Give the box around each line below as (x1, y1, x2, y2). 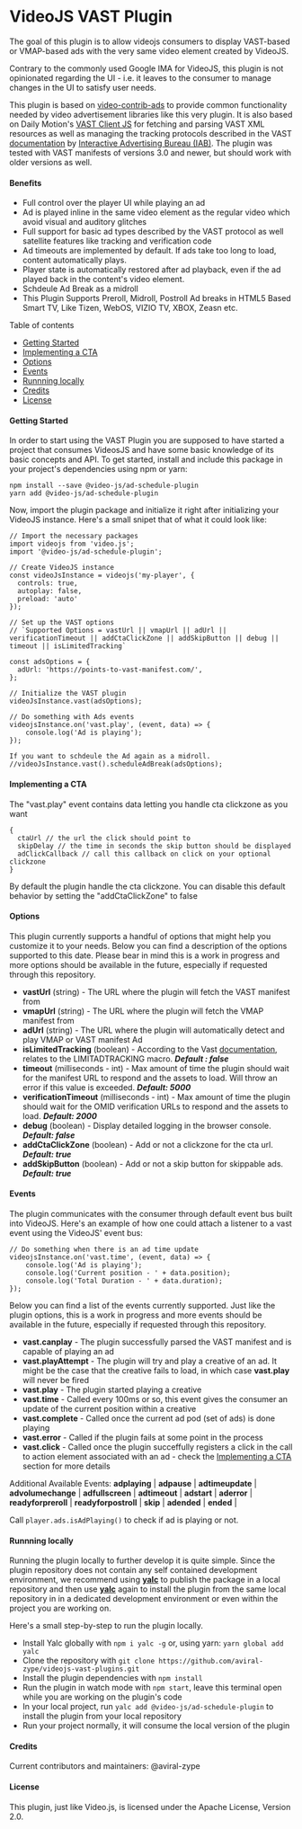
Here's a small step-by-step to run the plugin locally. (9, 1620, 204, 1631)
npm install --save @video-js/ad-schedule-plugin (9, 481, 200, 491)
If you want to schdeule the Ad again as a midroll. (9, 752, 211, 761)
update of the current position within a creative (22, 1403, 197, 1414)
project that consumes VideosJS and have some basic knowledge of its (9, 445, 274, 456)
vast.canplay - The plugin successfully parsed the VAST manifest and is (22, 1336, 292, 1347)
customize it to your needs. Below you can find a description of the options (9, 940, 288, 951)
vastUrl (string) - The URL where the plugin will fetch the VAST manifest (22, 986, 290, 997)
